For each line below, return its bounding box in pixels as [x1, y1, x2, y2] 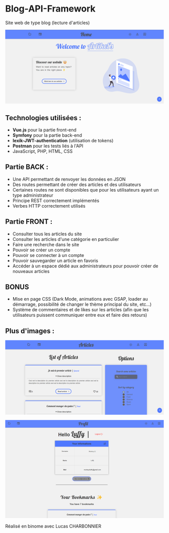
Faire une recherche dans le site [12, 241, 79, 247]
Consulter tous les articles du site [12, 231, 82, 237]
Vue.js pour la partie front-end [12, 127, 76, 133]
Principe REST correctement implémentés [12, 197, 100, 204]
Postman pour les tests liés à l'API [12, 143, 83, 149]
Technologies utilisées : [5, 114, 81, 122]
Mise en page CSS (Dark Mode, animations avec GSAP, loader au [12, 296, 148, 302]
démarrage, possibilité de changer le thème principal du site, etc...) [12, 301, 152, 307]
